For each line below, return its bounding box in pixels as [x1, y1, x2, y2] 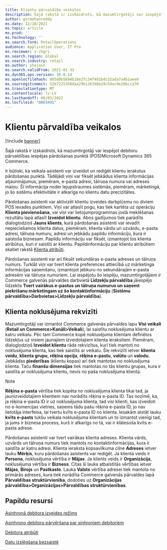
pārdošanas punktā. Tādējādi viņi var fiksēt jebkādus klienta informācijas [5, 173, 154, 180]
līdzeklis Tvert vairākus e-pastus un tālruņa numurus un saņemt [5, 283, 140, 289]
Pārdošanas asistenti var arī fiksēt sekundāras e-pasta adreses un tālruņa [5, 256, 156, 262]
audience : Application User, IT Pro [5, 44, 81, 49]
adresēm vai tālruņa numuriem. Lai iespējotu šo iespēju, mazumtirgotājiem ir [5, 272, 162, 278]
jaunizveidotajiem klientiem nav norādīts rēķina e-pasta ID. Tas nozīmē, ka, [5, 393, 159, 399]
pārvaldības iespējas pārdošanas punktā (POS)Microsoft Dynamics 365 [5, 153, 152, 159]
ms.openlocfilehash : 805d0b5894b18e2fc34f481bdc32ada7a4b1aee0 [5, 77, 139, 82]
